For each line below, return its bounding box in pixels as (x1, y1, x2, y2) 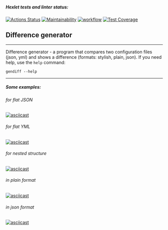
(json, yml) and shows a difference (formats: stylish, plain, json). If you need (5, 54, 162, 60)
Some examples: (5, 84, 41, 90)
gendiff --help (5, 69, 37, 74)
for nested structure (5, 150, 47, 156)
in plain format (5, 177, 36, 183)
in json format (5, 204, 34, 210)
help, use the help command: (5, 59, 66, 65)
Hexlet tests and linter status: (5, 4, 69, 10)
